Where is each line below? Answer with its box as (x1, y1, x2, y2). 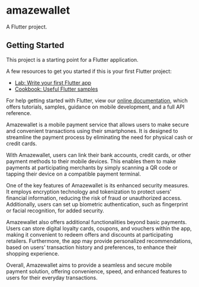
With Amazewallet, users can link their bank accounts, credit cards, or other (6, 151, 191, 158)
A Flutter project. (6, 23, 47, 30)
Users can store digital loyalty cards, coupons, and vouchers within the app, (6, 225, 192, 232)
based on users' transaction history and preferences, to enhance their (6, 244, 177, 251)
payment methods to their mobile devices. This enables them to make (6, 158, 176, 165)
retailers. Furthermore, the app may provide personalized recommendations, (6, 237, 192, 244)
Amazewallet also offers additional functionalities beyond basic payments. (6, 218, 187, 225)
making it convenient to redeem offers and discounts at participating (6, 231, 174, 238)
